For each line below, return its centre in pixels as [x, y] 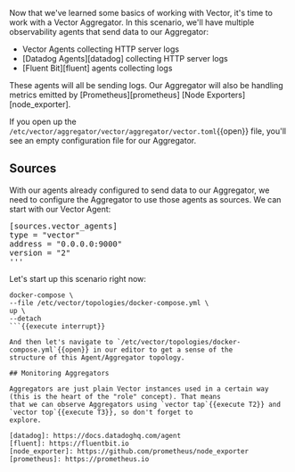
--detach [25, 319]
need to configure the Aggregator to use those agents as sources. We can [145, 199]
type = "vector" [45, 235]
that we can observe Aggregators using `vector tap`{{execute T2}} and [145, 404]
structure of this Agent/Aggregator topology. [97, 357]
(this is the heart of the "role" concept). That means [115, 396]
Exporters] [226, 95]
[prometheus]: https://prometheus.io [79, 459]
